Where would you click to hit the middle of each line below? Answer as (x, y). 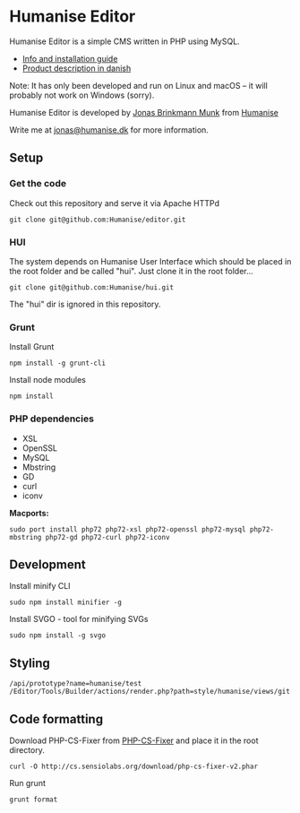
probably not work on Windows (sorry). (82, 95)
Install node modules (48, 380)
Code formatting (56, 719)
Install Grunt (32, 347)
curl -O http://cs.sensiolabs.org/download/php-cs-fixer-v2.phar (133, 766)
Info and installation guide (70, 58)
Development (48, 564)
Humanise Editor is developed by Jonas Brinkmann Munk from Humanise (144, 112)
